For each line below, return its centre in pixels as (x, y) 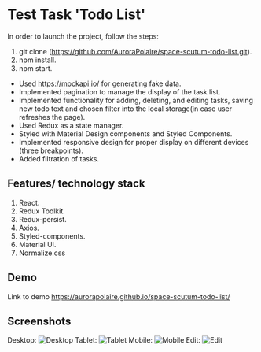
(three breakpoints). (51, 150)
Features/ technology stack (76, 184)
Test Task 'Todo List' (77, 15)
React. (29, 202)
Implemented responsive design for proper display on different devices (134, 142)
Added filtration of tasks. (59, 158)
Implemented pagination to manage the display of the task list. (119, 91)
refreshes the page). (52, 117)
